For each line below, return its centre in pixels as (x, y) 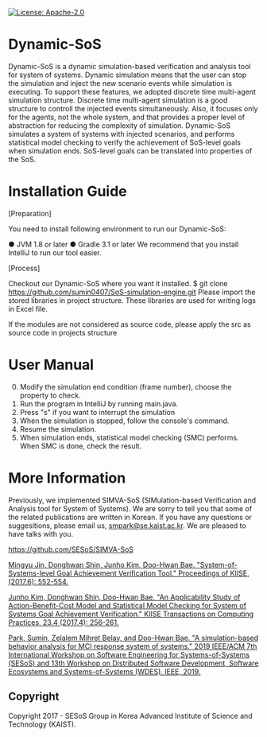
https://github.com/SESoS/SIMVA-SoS (71, 549)
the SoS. (22, 159)
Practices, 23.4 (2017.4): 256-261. (64, 622)
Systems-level (32, 573)
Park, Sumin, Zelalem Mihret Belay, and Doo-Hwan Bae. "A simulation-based (133, 638)
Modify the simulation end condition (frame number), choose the (126, 386)
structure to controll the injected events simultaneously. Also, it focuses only (133, 108)
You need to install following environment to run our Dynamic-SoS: (117, 229)
